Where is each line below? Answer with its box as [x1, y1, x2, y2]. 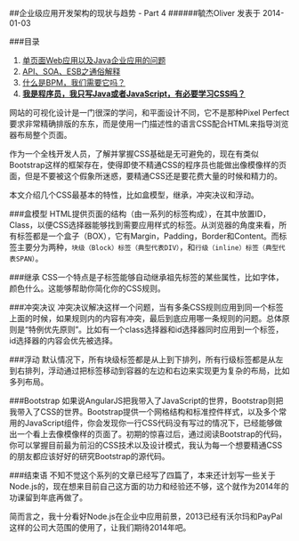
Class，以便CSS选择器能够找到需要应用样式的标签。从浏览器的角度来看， [9, 220, 279, 230]
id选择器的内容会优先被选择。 [9, 335, 117, 345]
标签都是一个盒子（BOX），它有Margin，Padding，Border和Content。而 [16, 230, 279, 241]
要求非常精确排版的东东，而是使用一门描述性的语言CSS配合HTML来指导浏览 [9, 118, 289, 129]
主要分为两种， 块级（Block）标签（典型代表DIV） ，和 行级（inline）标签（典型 [16, 242, 279, 252]
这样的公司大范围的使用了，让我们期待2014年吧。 [9, 522, 191, 532]
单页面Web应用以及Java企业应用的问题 [21, 55, 166, 65]
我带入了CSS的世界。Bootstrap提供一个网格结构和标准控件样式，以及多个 [9, 407, 279, 416]
